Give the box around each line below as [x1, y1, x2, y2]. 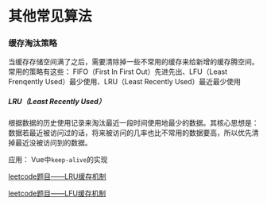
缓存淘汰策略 [8, 37, 58, 48]
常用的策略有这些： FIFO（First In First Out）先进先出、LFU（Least [8, 67, 228, 76]
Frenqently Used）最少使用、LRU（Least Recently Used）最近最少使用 [8, 77, 241, 87]
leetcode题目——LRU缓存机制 [8, 172, 106, 181]
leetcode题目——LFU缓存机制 [8, 188, 106, 199]
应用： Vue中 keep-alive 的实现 [8, 155, 108, 164]
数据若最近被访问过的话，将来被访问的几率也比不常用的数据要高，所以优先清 [8, 128, 259, 137]
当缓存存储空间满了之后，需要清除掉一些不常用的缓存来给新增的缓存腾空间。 [8, 57, 259, 67]
